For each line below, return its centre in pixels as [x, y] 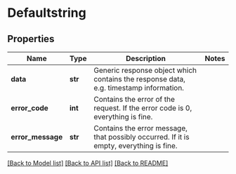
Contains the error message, [141, 128]
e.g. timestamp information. [139, 88]
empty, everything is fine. [136, 146]
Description [146, 59]
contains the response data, [140, 79]
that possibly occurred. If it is [142, 137]
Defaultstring [47, 13]
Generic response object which [145, 70]
